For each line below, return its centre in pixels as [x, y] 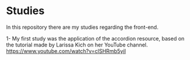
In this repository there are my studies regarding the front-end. [82, 27]
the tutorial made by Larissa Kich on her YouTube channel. [77, 45]
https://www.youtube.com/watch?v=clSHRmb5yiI [66, 51]
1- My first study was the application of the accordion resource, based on [95, 38]
